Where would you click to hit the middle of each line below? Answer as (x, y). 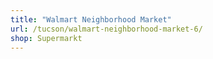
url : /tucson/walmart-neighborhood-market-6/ (106, 29)
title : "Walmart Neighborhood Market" (91, 19)
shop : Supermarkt (46, 38)
